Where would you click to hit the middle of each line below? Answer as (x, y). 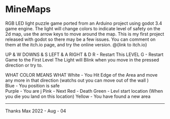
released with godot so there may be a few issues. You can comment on (80, 39)
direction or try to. (24, 65)
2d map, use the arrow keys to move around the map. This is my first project (85, 34)
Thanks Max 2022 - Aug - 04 (36, 111)
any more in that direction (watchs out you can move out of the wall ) (77, 80)
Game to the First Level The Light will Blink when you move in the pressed (82, 59)
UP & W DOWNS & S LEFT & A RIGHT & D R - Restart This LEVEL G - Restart (84, 54)
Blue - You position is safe (32, 85)
